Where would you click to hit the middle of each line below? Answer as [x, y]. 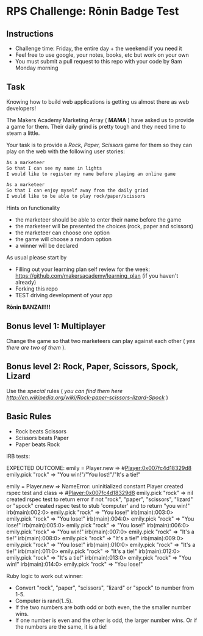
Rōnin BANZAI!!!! [28, 307]
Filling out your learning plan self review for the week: [83, 269]
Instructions [30, 34]
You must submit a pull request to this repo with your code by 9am [98, 61]
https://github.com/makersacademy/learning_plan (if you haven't [97, 276]
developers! [21, 108]
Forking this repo [37, 289]
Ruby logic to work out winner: [45, 576]
